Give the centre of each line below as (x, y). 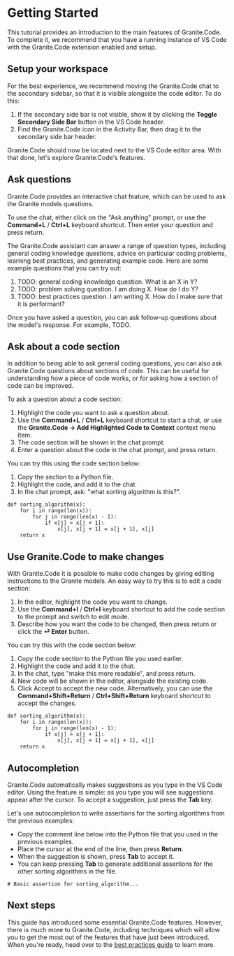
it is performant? (41, 304)
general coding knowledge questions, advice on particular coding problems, (117, 253)
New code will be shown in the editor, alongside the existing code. (112, 681)
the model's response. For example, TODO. (69, 325)
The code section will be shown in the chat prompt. (91, 442)
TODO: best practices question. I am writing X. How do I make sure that (120, 296)
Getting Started (53, 13)
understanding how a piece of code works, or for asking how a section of (113, 378)
